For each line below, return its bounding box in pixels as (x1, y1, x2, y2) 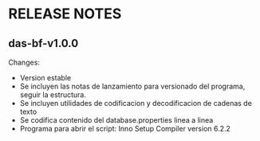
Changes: (8, 57, 40, 67)
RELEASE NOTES (8, 5, 122, 23)
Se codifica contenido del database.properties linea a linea (19, 116, 214, 124)
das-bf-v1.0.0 (8, 37, 79, 50)
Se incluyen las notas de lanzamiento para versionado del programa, (19, 81, 246, 91)
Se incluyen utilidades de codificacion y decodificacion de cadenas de (19, 99, 253, 108)
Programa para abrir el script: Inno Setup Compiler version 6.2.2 (19, 124, 231, 133)
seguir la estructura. (19, 90, 86, 100)
